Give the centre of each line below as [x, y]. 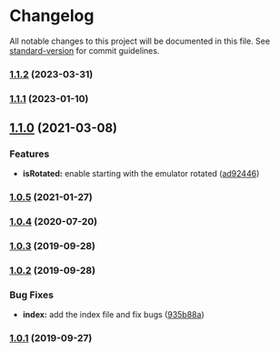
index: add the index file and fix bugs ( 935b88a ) [113, 315]
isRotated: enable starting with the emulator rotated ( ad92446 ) [141, 174]
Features [30, 154]
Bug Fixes [32, 295]
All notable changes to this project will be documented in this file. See [140, 41]
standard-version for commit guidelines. [85, 50]
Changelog [52, 16]
